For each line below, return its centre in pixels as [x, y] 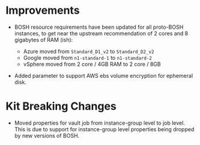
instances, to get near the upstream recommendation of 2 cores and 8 [101, 33]
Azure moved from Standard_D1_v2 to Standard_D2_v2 [89, 51]
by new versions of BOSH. [47, 135]
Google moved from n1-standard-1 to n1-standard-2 [88, 58]
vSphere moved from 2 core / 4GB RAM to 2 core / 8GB [92, 64]
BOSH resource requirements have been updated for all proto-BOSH [99, 27]
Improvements [43, 10]
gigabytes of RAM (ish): [44, 40]
